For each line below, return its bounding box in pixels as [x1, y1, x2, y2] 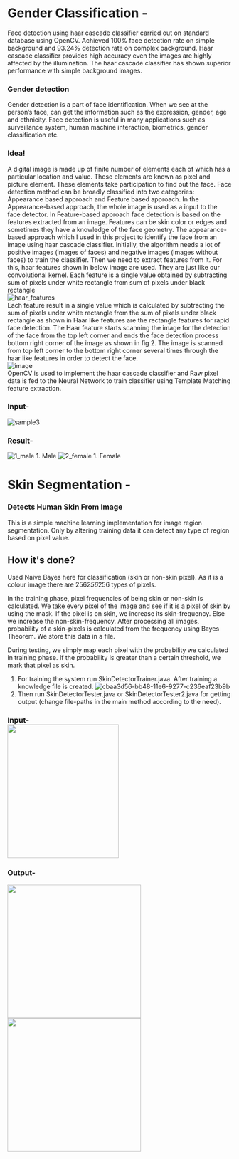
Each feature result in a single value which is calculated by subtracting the [7, 300, 225, 309]
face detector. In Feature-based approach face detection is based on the [7, 210, 221, 219]
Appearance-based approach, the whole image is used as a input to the [7, 202, 218, 211]
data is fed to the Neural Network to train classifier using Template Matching [7, 376, 231, 385]
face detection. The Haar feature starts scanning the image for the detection [7, 323, 231, 332]
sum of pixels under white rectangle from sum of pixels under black [7, 278, 206, 286]
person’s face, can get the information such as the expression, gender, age [7, 108, 227, 117]
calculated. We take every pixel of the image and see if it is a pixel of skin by [7, 602, 231, 610]
